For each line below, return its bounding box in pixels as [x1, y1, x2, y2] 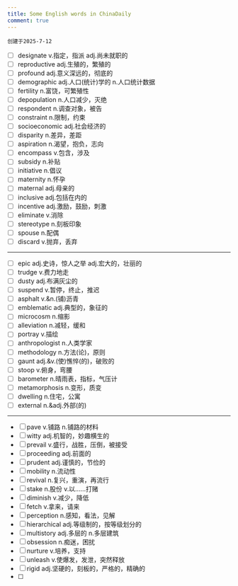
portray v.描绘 [17, 330, 59, 338]
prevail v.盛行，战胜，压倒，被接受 [26, 440, 127, 449]
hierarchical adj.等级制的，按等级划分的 [26, 519, 142, 528]
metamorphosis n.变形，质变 [17, 383, 102, 391]
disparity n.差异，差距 [17, 131, 82, 139]
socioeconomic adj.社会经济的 [17, 122, 106, 130]
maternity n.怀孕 [17, 175, 66, 184]
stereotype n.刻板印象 [17, 219, 82, 228]
